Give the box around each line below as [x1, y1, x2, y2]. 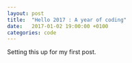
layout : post [7, 10, 44, 17]
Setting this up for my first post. [7, 48, 96, 56]
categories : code [7, 29, 57, 36]
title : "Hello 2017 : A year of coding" [7, 16, 127, 23]
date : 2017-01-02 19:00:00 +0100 [7, 23, 109, 29]
